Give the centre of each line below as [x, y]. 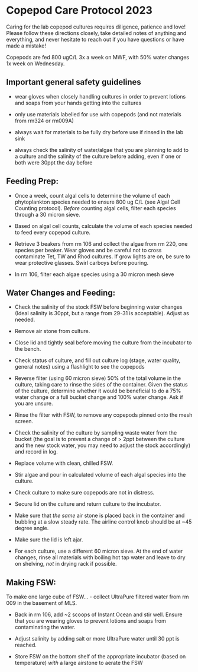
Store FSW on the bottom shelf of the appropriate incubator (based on [100, 657]
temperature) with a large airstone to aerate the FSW [79, 663]
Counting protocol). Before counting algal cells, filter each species [95, 208]
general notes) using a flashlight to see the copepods [79, 367]
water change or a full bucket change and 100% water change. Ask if [99, 397]
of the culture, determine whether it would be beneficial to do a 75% [98, 391]
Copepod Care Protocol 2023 [79, 10]
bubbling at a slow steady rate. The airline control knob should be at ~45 [103, 522]
